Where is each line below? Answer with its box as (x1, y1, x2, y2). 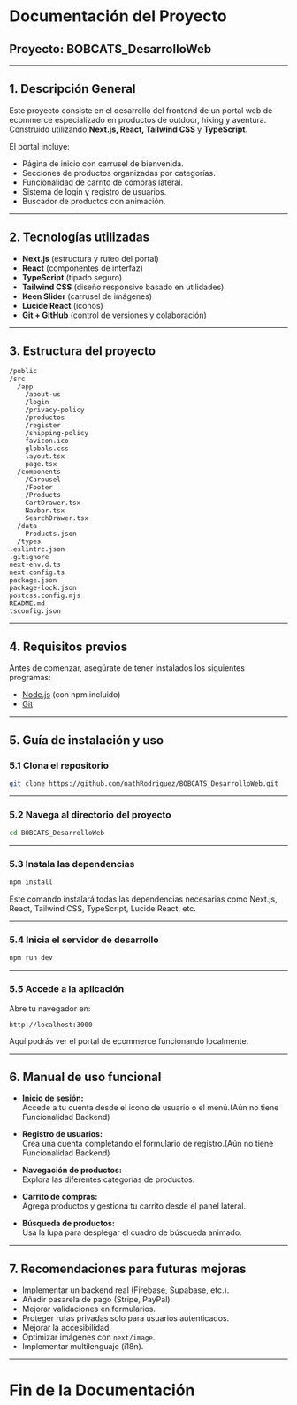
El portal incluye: (9, 141, 71, 151)
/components (17, 467, 62, 477)
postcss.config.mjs (9, 591, 81, 601)
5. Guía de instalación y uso (9, 733, 164, 748)
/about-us (25, 390, 62, 399)
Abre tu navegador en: (9, 1002, 91, 1014)
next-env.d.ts (9, 560, 62, 570)
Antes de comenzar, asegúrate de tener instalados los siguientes (9, 663, 246, 673)
